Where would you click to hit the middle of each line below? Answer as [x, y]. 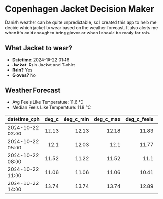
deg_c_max [107, 119]
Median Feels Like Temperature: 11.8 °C [51, 107]
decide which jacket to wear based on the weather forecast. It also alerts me [81, 27]
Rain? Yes [22, 70]
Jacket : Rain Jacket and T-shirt [43, 65]
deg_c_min [76, 119]
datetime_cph [24, 119]
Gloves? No [24, 75]
